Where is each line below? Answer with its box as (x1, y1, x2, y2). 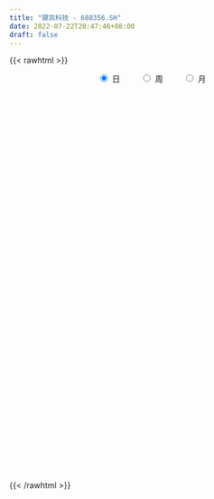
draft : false (9, 30, 59, 39)
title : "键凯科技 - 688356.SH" (9, 13, 122, 23)
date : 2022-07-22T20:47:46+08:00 (9, 22, 135, 31)
